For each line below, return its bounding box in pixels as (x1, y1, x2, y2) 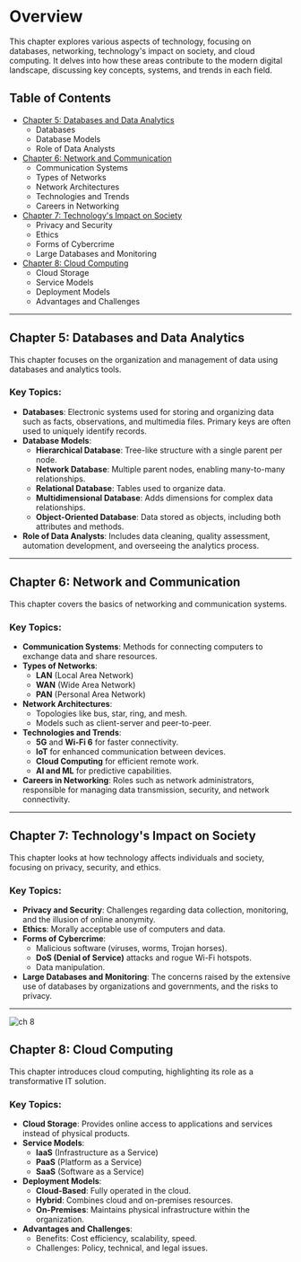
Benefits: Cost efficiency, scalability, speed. (35, 1233, 197, 1244)
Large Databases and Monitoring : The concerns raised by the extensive (21, 972, 291, 983)
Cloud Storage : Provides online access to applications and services (21, 1118, 273, 1129)
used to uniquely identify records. (21, 425, 148, 437)
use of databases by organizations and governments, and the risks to (21, 981, 279, 992)
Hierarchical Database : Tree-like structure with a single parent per (35, 445, 283, 455)
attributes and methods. (35, 521, 125, 532)
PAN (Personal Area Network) (35, 689, 146, 700)
